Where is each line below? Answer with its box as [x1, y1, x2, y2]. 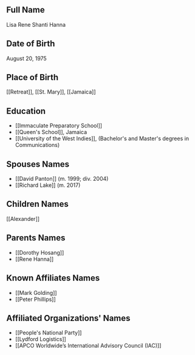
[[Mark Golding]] [15, 289, 57, 296]
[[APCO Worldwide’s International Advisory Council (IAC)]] [15, 342, 162, 350]
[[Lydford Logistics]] [15, 336, 67, 343]
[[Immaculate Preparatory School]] [15, 122, 102, 129]
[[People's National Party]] [15, 329, 82, 336]
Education [6, 106, 46, 116]
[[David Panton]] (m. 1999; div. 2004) [15, 175, 109, 183]
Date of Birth [6, 39, 55, 49]
